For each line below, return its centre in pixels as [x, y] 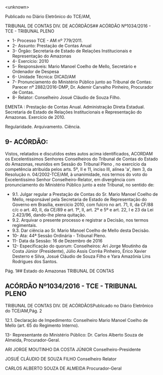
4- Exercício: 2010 [30, 61]
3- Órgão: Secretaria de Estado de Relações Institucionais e [72, 51]
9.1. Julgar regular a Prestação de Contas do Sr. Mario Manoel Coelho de [85, 194]
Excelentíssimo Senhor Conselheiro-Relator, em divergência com [70, 179]
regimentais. [25, 225]
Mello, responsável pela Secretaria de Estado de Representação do [80, 199]
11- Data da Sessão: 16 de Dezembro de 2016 [57, 241]
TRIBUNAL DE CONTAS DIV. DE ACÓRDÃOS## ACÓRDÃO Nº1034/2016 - [78, 26]
